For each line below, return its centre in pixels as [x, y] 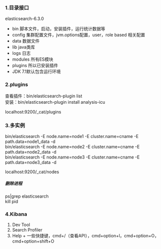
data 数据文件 [26, 41]
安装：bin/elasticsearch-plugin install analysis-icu [55, 102]
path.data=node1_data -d [30, 141]
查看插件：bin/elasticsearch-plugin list [44, 96]
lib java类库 [23, 47]
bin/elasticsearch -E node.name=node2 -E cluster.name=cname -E [72, 147]
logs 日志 [21, 53]
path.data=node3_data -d [31, 162]
